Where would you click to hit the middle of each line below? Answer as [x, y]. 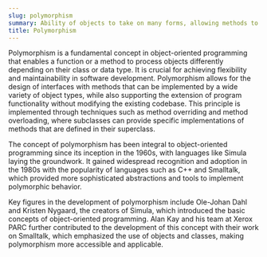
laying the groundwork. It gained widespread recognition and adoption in [128, 162]
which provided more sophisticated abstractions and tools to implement [126, 178]
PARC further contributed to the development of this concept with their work [133, 228]
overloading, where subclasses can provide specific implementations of [126, 121]
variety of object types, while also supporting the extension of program [125, 95]
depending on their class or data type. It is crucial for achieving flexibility [128, 70]
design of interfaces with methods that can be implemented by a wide [123, 87]
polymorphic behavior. [45, 187]
